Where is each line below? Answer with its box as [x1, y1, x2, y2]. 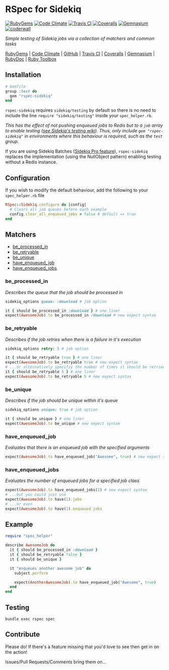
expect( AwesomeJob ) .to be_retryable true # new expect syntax [5, 360, 138, 365]
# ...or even [5, 501, 33, 506]
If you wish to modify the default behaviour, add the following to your [5, 187, 148, 193]
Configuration [5, 173, 50, 182]
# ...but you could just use [5, 492, 66, 497]
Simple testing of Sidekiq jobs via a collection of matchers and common [5, 35, 155, 41]
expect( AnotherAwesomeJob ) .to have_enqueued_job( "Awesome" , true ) [14, 580, 156, 585]
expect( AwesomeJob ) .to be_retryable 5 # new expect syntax [5, 374, 132, 379]
